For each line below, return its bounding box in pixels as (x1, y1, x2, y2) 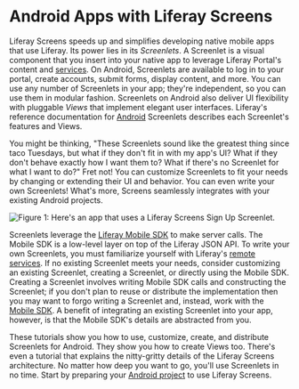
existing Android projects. (9, 194, 104, 206)
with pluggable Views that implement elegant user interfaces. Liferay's (9, 101, 268, 112)
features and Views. (9, 120, 83, 131)
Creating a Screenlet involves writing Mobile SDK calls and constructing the (9, 276, 287, 287)
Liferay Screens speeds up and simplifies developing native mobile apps (9, 36, 275, 46)
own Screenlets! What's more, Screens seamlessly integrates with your (9, 185, 271, 196)
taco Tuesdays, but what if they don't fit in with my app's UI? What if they (9, 147, 279, 158)
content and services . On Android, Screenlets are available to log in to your (9, 64, 285, 75)
